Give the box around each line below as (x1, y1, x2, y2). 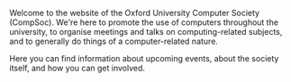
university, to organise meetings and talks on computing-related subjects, (9, 27, 283, 37)
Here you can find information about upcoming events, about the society (9, 53, 279, 63)
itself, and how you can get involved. (9, 62, 146, 73)
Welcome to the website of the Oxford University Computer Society (9, 8, 259, 18)
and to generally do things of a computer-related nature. (9, 36, 219, 46)
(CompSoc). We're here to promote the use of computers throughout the (9, 17, 279, 28)
